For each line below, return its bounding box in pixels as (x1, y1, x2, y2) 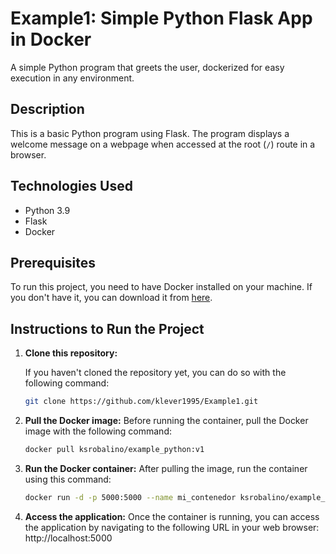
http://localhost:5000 (24, 532, 113, 544)
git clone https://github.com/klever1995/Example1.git (24, 397, 259, 407)
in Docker (10, 28, 92, 51)
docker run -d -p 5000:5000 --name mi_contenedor (24, 492, 237, 502)
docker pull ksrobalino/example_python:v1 (24, 445, 205, 455)
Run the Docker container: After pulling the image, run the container (24, 462, 308, 474)
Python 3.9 (24, 204, 71, 216)
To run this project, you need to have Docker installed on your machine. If (10, 281, 313, 293)
